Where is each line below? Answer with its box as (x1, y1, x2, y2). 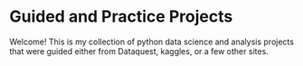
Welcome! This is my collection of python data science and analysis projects (9, 36, 294, 47)
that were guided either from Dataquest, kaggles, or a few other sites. (9, 45, 269, 56)
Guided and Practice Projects (9, 6, 233, 27)
